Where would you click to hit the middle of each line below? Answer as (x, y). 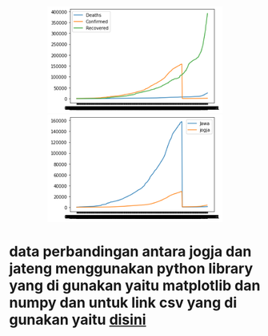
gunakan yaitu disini (78, 320)
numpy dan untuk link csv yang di (123, 302)
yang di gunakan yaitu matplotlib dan (135, 285)
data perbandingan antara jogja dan (130, 251)
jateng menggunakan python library (131, 268)
